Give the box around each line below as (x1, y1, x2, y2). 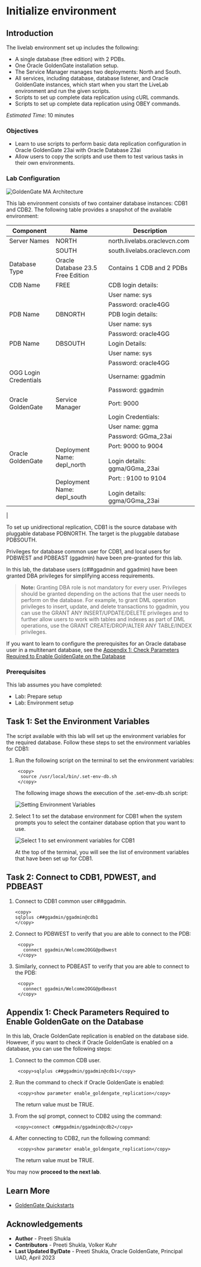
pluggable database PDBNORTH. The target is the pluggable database (6, 530, 179, 537)
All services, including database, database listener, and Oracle (14, 75, 169, 81)
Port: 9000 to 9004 (108, 442, 163, 450)
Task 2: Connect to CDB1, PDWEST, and (6, 872, 157, 882)
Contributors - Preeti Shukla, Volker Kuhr (14, 1241, 118, 1248)
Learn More (6, 1186, 50, 1196)
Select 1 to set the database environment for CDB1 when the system (14, 812, 182, 820)
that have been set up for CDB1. (14, 855, 94, 862)
